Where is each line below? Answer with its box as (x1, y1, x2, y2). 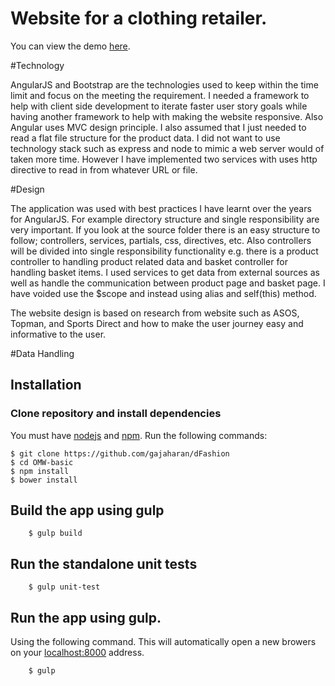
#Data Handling (10, 347, 75, 359)
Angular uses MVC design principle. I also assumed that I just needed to (10, 121, 307, 133)
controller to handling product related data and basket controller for (10, 255, 288, 267)
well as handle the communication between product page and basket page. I (10, 277, 326, 289)
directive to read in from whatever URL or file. (10, 163, 198, 176)
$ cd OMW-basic (10, 457, 74, 467)
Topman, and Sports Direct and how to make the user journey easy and (10, 317, 304, 329)
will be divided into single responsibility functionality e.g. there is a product (10, 245, 319, 257)
